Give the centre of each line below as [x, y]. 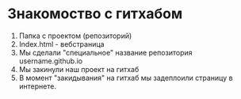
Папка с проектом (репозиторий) [75, 36]
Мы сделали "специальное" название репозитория [105, 52]
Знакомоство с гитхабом [95, 14]
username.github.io [51, 61]
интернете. [38, 86]
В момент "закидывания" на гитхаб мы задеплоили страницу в [126, 78]
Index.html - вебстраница [61, 44]
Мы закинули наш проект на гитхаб [79, 69]
